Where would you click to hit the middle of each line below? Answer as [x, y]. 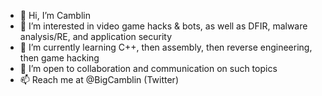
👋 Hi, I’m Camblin [55, 15]
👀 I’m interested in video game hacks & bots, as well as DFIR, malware [163, 26]
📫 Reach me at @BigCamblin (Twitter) [99, 79]
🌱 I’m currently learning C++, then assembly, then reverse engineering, [166, 47]
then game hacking [59, 58]
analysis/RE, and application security [96, 36]
